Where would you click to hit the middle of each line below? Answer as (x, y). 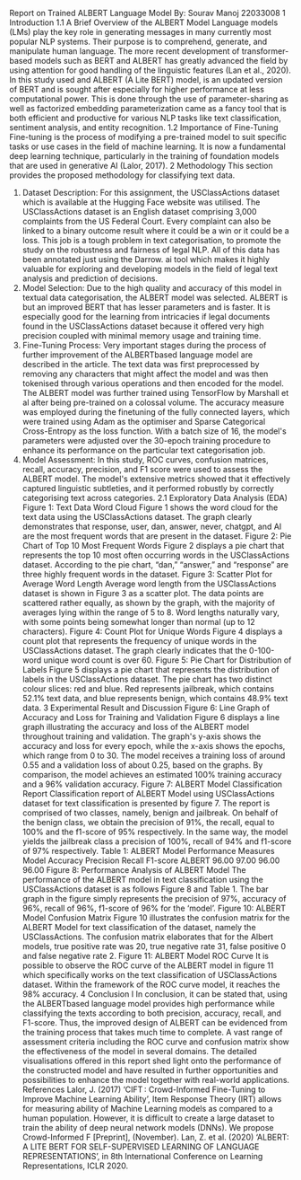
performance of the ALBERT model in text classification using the (143, 880)
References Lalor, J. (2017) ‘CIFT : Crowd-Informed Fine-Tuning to (144, 1089)
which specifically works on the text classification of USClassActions (150, 975)
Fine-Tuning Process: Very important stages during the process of (144, 345)
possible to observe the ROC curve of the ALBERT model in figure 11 (148, 965)
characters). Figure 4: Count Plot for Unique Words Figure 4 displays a (152, 631)
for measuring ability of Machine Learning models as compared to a (147, 1109)
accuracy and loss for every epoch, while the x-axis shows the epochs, (154, 746)
